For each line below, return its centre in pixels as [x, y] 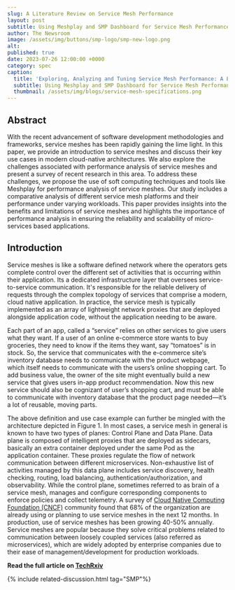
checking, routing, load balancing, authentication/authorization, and [105, 477]
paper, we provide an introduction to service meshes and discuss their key [115, 152]
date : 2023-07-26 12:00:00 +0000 [56, 59]
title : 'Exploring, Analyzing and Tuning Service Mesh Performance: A [119, 79]
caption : [20, 72]
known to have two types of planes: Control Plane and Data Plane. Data [110, 433]
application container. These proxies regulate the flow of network [101, 455]
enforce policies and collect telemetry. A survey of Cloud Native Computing [116, 500]
